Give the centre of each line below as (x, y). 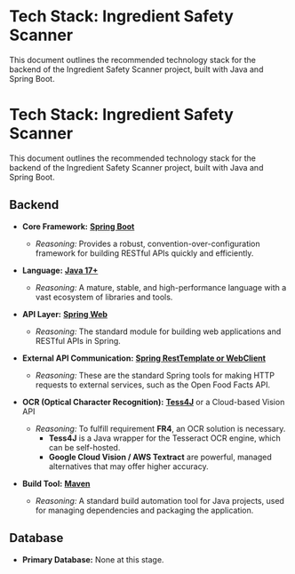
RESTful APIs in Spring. (78, 340)
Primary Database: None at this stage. (93, 559)
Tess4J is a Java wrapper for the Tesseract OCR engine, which (165, 438)
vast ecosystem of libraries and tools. (104, 297)
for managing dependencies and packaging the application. (144, 510)
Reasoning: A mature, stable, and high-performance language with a (161, 287)
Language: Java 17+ (60, 270)
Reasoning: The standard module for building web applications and (158, 331)
